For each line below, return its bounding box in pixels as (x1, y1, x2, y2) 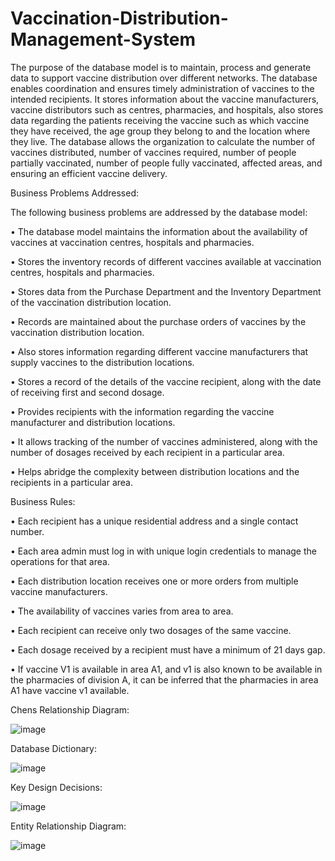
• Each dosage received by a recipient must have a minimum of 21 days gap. (10, 643, 326, 656)
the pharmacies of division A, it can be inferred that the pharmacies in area (10, 673, 319, 686)
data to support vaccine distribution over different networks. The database (10, 72, 318, 84)
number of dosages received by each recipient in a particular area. (10, 446, 285, 458)
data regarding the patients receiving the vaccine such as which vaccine (10, 114, 310, 126)
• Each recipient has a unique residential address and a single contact (10, 515, 299, 527)
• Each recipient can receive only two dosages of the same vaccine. (10, 624, 292, 636)
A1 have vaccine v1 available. (10, 684, 130, 696)
